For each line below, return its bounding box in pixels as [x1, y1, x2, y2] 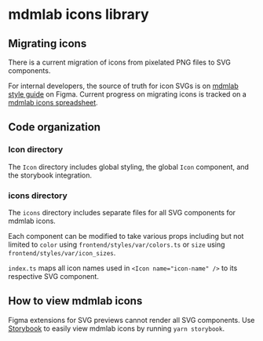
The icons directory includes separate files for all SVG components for [8, 207, 236, 217]
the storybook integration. [8, 170, 93, 180]
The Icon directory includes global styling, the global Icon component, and [8, 162, 250, 171]
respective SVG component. [8, 271, 100, 280]
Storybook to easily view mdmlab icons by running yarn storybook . [8, 324, 225, 333]
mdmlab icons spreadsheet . [8, 98, 98, 107]
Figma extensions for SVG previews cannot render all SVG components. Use [8, 315, 255, 324]
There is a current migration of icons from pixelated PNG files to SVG [8, 57, 232, 67]
